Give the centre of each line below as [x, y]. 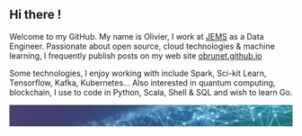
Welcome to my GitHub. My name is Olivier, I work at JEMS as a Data [137, 36]
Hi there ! [36, 15]
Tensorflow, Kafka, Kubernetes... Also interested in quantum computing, [142, 82]
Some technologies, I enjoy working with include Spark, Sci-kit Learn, [138, 73]
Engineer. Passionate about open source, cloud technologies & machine [142, 46]
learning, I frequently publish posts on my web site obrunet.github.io [136, 55]
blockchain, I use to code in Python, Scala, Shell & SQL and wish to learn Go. [151, 92]
